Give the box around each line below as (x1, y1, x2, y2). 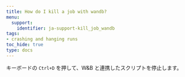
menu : (6, 14, 20, 20)
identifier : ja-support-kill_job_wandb (17, 25, 115, 31)
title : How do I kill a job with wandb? (6, 8, 108, 15)
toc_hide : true (6, 42, 44, 48)
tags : (6, 31, 20, 37)
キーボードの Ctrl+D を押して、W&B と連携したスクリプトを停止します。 (6, 64, 182, 71)
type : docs (6, 47, 33, 53)
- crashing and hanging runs (6, 36, 78, 42)
